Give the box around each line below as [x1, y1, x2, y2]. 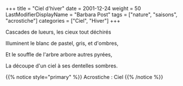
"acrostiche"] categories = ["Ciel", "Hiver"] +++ [5, 17, 121, 24]
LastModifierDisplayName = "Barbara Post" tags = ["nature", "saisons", [5, 11, 178, 18]
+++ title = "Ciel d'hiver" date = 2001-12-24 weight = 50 [5, 5, 141, 12]
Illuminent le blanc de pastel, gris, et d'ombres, [5, 40, 118, 46]
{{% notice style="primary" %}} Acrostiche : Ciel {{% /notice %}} [5, 74, 164, 80]
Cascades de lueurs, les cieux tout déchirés [5, 28, 111, 35]
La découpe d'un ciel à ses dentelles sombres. [5, 62, 118, 69]
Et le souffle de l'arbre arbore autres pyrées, [5, 51, 113, 58]
